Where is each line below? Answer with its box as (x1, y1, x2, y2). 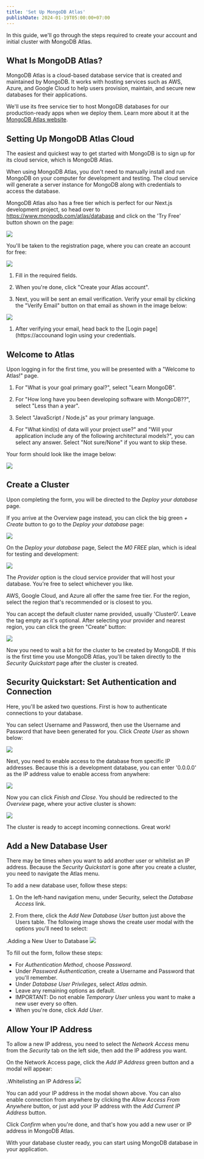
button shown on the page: (6, 219, 74, 226)
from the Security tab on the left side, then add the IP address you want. (6, 1047, 188, 1054)
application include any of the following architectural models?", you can (15, 432, 195, 439)
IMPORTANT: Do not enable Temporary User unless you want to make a (15, 994, 196, 1001)
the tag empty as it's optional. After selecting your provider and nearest (6, 617, 186, 624)
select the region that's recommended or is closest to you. (6, 598, 153, 606)
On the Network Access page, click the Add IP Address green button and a (6, 1059, 194, 1066)
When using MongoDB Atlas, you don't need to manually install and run (6, 168, 185, 176)
